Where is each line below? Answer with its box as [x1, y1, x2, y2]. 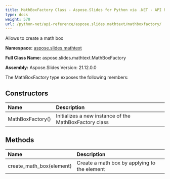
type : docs [5, 12, 28, 17]
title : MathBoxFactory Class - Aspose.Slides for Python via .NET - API [5, 7, 162, 13]
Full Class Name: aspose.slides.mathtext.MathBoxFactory [5, 55, 126, 61]
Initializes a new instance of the [56, 112, 131, 120]
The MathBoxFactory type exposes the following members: [5, 74, 129, 81]
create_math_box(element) [8, 162, 72, 169]
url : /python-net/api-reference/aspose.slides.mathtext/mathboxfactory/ [5, 21, 162, 27]
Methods [5, 136, 34, 144]
